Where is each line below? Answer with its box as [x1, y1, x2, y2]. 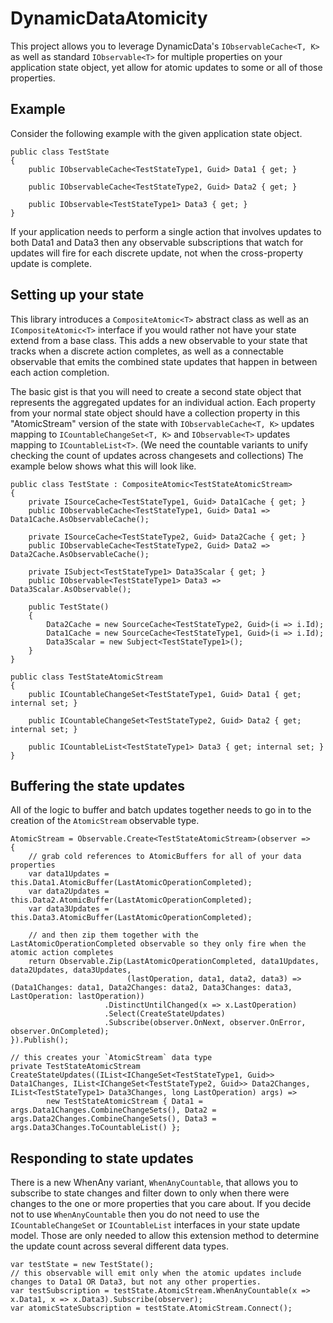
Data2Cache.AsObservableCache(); [10, 549, 150, 559]
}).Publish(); [10, 1035, 70, 1046]
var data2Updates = [28, 887, 110, 897]
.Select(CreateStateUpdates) [104, 1009, 226, 1019]
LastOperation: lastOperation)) [10, 992, 145, 1002]
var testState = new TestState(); [10, 1260, 155, 1270]
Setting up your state [10, 287, 145, 304]
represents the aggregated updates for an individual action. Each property [10, 396, 316, 408]
